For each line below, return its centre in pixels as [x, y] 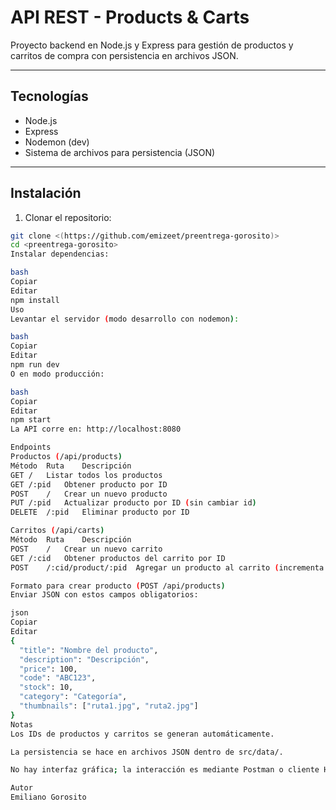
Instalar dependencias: [60, 254]
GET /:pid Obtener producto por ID [89, 484]
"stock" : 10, [46, 687]
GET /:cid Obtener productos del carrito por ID [118, 558]
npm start [31, 420]
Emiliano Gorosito [48, 797]
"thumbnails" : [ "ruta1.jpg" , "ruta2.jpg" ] [109, 706]
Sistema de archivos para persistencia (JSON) [120, 152]
